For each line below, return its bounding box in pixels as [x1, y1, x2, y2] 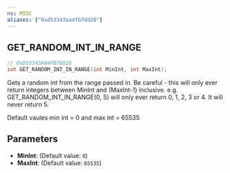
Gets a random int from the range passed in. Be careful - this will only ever [7, 79, 218, 87]
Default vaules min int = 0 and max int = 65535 [7, 114, 140, 122]
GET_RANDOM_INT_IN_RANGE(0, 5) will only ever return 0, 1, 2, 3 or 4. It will [7, 93, 223, 101]
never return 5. [7, 101, 49, 109]
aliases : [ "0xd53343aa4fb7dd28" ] [7, 16, 103, 23]
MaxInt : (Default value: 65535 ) [16, 159, 102, 167]
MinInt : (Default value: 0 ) [16, 151, 88, 159]
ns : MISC [7, 10, 32, 17]
